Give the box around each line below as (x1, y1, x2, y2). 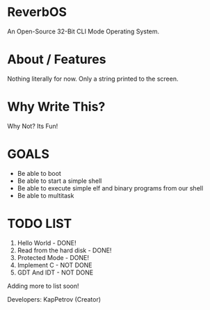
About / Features (7, 51, 106, 67)
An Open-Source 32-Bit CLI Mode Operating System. (7, 27, 160, 35)
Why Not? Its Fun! (7, 122, 58, 130)
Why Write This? (7, 99, 106, 115)
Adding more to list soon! (7, 282, 79, 290)
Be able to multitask (17, 191, 74, 199)
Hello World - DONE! (17, 238, 76, 247)
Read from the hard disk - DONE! (17, 246, 112, 254)
